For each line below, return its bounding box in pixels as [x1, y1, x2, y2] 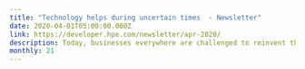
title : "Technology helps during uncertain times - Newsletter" [9, 13, 261, 22]
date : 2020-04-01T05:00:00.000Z [9, 22, 132, 30]
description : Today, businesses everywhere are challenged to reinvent [9, 38, 286, 47]
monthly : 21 [9, 47, 54, 56]
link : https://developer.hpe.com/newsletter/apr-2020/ [9, 30, 221, 39]
